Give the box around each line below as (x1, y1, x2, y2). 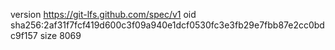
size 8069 (39, 30, 82, 41)
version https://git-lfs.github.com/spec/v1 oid (10, 9, 197, 20)
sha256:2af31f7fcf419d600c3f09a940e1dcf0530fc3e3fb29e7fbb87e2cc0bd (10, 19, 325, 31)
